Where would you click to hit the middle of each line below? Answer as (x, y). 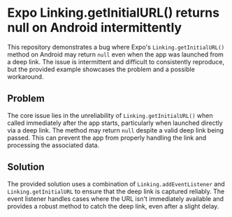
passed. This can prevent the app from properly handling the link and (107, 137)
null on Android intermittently (95, 28)
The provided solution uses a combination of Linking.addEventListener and (116, 184)
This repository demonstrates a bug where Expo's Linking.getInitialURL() (116, 47)
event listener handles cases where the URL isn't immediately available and (116, 199)
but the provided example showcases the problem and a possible (101, 69)
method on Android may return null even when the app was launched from (115, 54)
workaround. (26, 76)
